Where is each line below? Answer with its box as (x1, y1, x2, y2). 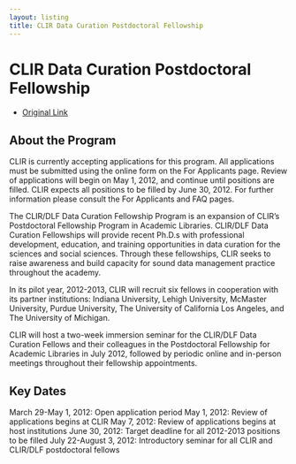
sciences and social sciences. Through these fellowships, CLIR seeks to (9, 248, 271, 259)
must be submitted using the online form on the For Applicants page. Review (9, 165, 288, 177)
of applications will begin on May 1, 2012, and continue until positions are (9, 175, 276, 186)
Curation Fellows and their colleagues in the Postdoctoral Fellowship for (9, 339, 270, 350)
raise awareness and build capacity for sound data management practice (9, 258, 276, 269)
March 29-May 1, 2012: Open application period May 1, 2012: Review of (9, 407, 268, 418)
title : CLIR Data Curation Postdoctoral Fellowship (9, 21, 203, 30)
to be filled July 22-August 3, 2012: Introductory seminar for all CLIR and (9, 435, 273, 446)
